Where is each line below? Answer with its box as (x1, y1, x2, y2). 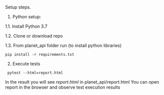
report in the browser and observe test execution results (5, 84, 121, 90)
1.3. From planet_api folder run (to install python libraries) (5, 43, 122, 48)
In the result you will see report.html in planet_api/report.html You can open (5, 79, 160, 85)
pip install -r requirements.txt (5, 52, 75, 57)
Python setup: (12, 14, 41, 19)
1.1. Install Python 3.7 (5, 23, 48, 29)
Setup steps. (5, 4, 31, 10)
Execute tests (12, 61, 41, 66)
